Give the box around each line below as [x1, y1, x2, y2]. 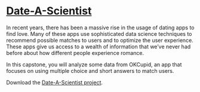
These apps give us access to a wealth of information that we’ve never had [6, 43, 191, 50]
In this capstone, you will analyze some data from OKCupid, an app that [6, 61, 182, 68]
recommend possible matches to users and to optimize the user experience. [6, 36, 194, 44]
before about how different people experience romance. [6, 49, 144, 56]
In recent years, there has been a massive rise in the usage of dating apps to [6, 24, 195, 31]
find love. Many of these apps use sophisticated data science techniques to [6, 30, 192, 37]
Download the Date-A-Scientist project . [6, 79, 103, 86]
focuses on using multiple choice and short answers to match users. [6, 67, 174, 74]
